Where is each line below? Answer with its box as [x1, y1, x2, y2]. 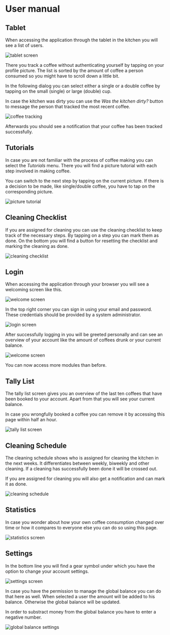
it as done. [5, 481, 27, 487]
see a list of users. [5, 42, 44, 48]
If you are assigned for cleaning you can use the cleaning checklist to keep [5, 226, 163, 233]
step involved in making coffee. [5, 168, 71, 174]
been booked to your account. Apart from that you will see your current [5, 396, 155, 402]
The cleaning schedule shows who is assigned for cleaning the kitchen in [5, 455, 159, 461]
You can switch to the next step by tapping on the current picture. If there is [5, 177, 164, 184]
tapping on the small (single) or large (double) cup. [5, 88, 112, 94]
